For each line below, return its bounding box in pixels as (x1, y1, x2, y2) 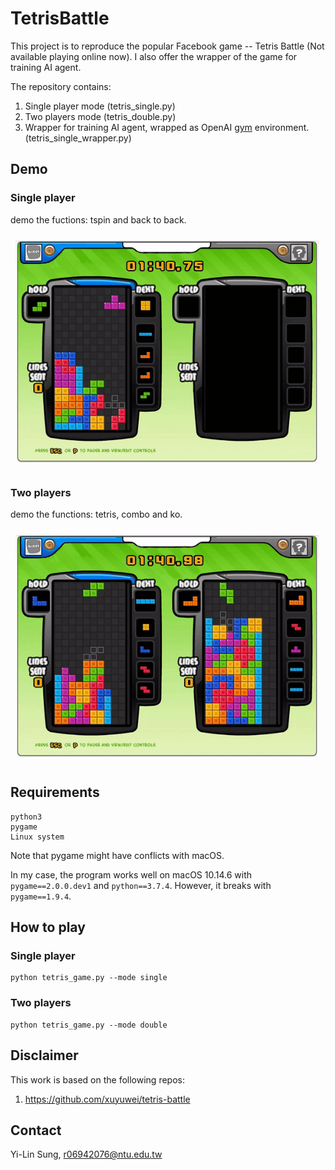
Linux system (10, 832, 65, 842)
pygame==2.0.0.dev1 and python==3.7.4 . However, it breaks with (10, 879, 272, 891)
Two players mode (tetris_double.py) (24, 110, 177, 122)
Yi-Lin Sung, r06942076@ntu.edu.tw (10, 1148, 163, 1161)
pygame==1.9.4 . (10, 890, 72, 902)
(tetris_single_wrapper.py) (24, 132, 132, 144)
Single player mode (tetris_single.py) (24, 100, 176, 112)
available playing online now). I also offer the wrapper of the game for (10, 50, 298, 62)
